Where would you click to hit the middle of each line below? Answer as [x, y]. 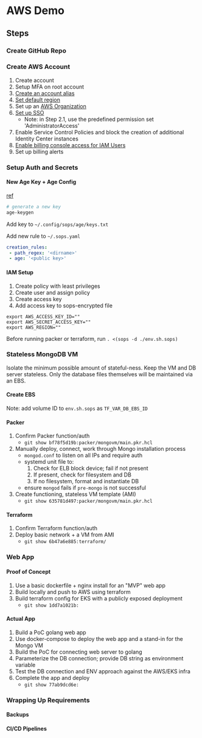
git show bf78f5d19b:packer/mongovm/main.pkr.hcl [89, 443]
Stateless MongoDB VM [42, 354]
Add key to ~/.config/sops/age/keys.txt [57, 224]
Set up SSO [30, 112]
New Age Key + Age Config [41, 182]
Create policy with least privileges [57, 286]
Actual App [21, 619]
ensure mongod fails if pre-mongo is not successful [85, 488]
